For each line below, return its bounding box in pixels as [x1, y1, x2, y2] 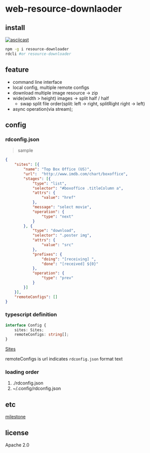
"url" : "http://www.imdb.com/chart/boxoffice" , [23, 171, 128, 176]
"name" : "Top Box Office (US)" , [23, 167, 92, 172]
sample [17, 147, 33, 154]
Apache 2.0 [5, 442, 29, 448]
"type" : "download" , [32, 228, 76, 233]
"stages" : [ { [23, 176, 51, 181]
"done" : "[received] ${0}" [41, 261, 99, 266]
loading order [5, 369, 40, 376]
